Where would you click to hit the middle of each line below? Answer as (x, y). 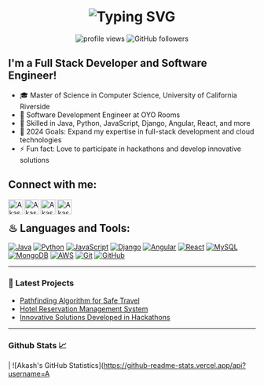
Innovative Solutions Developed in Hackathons (95, 317)
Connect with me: (53, 185)
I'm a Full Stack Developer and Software (108, 63)
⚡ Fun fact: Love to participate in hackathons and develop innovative (130, 149)
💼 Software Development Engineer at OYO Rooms (100, 115)
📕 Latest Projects (41, 283)
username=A (29, 373)
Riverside (35, 106)
